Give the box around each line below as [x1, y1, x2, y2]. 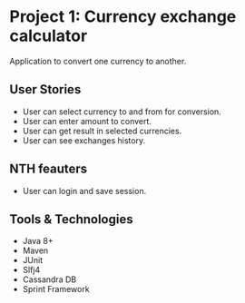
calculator [9, 25, 88, 46]
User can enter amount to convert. [22, 115, 152, 126]
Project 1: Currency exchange [9, 6, 237, 27]
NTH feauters [9, 161, 88, 177]
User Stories [9, 82, 82, 97]
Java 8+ [22, 236, 54, 247]
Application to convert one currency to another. [9, 55, 187, 66]
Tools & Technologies [9, 211, 133, 227]
